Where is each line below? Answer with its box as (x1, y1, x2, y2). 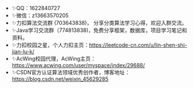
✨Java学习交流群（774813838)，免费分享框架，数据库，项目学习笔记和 (11, 27, 188, 34)
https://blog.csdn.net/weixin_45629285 (11, 76, 109, 82)
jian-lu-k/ (11, 48, 34, 55)
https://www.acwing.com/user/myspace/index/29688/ (11, 62, 145, 69)
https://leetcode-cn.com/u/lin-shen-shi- (88, 41, 187, 48)
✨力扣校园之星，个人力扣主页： (11, 41, 90, 48)
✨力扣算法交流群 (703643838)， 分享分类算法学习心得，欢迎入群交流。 (11, 19, 187, 26)
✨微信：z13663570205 (11, 12, 69, 19)
